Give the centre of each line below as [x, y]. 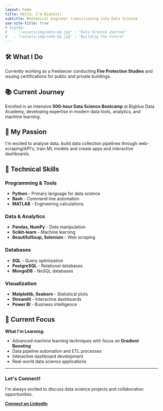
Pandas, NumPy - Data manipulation [49, 227]
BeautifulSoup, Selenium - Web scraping [54, 237]
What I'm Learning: [25, 331]
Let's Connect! [23, 378]
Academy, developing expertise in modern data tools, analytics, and [73, 111]
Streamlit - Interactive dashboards [47, 299]
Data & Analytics [25, 216]
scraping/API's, [20, 149]
